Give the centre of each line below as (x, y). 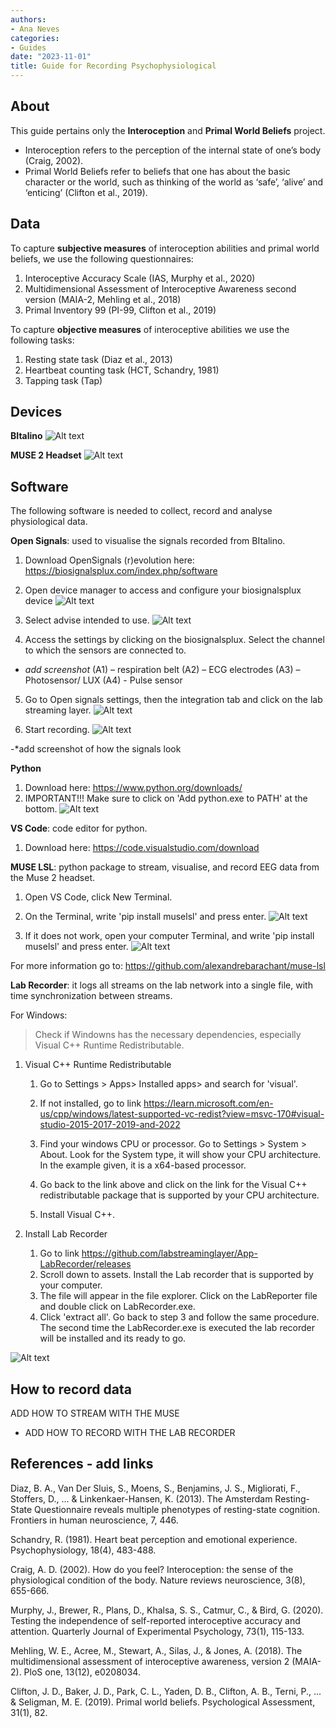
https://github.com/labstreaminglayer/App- (169, 1253)
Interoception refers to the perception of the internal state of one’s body (173, 150)
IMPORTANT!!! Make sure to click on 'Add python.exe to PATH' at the (166, 798)
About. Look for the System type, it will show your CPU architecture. (180, 1155)
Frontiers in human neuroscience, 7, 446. (94, 1520)
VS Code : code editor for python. (79, 828)
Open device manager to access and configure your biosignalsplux (163, 590)
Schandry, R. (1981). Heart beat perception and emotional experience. (154, 1539)
